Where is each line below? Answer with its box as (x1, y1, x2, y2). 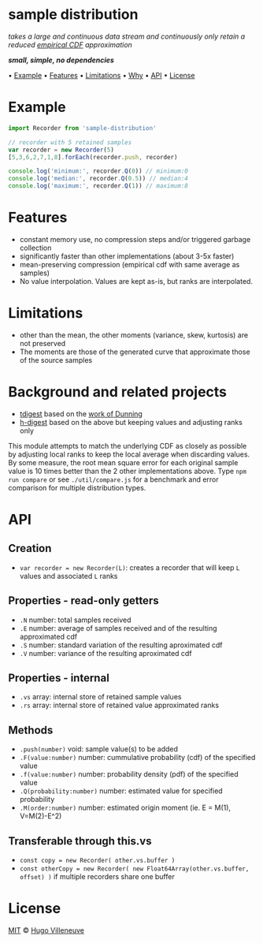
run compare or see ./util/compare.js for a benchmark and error (8, 475, 219, 484)
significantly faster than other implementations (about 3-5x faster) (19, 251, 235, 261)
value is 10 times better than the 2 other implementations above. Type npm (8, 466, 246, 475)
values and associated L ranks (19, 571, 118, 580)
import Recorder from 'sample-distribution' (8, 124, 157, 132)
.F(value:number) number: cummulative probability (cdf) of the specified (19, 753, 256, 762)
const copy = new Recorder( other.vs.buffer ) (19, 857, 176, 865)
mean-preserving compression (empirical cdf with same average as (19, 259, 240, 269)
